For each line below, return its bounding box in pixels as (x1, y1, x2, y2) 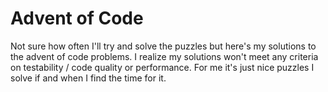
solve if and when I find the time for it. (10, 72, 167, 84)
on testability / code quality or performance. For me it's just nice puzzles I (10, 61, 315, 73)
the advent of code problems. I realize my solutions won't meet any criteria (10, 50, 319, 62)
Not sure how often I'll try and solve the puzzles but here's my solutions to (10, 40, 317, 52)
